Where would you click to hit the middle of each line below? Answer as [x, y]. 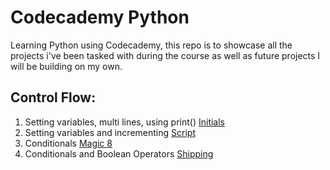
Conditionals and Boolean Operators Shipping [119, 153]
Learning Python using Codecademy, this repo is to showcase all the [151, 45]
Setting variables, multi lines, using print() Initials [124, 122]
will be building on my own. [66, 66]
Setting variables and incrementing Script [110, 132]
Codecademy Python [100, 17]
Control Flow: [53, 97]
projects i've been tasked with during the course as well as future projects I [165, 55]
